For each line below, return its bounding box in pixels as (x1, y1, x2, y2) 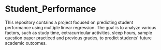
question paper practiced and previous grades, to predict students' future (5, 35, 152, 41)
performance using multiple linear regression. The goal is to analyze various (5, 24, 157, 30)
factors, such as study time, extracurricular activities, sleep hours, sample (5, 30, 152, 35)
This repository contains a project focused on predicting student (5, 19, 133, 25)
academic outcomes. (5, 40, 47, 46)
